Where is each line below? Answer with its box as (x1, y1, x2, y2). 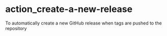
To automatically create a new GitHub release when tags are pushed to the (5, 20, 162, 26)
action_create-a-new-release (5, 3, 133, 15)
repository (5, 25, 27, 31)
